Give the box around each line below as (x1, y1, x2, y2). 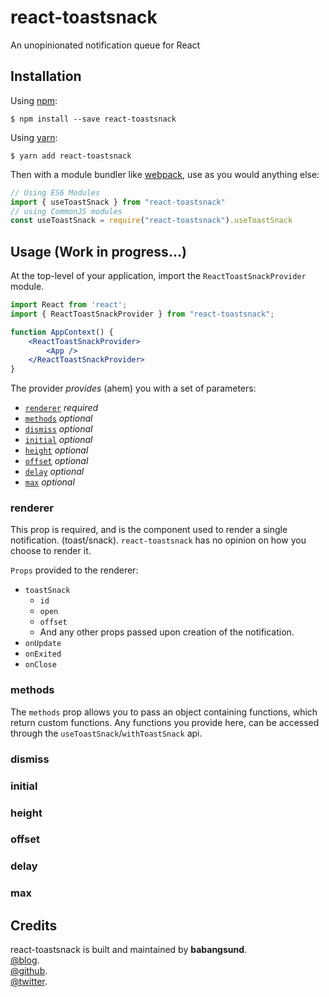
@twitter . (10, 976, 48, 988)
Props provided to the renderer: (10, 564, 139, 576)
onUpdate (24, 639, 62, 649)
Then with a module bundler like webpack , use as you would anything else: (10, 168, 320, 180)
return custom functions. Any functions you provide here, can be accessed (10, 716, 320, 728)
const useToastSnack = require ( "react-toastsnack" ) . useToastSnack (10, 216, 293, 226)
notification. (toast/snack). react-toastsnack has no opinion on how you (10, 534, 307, 546)
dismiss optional (24, 423, 93, 435)
